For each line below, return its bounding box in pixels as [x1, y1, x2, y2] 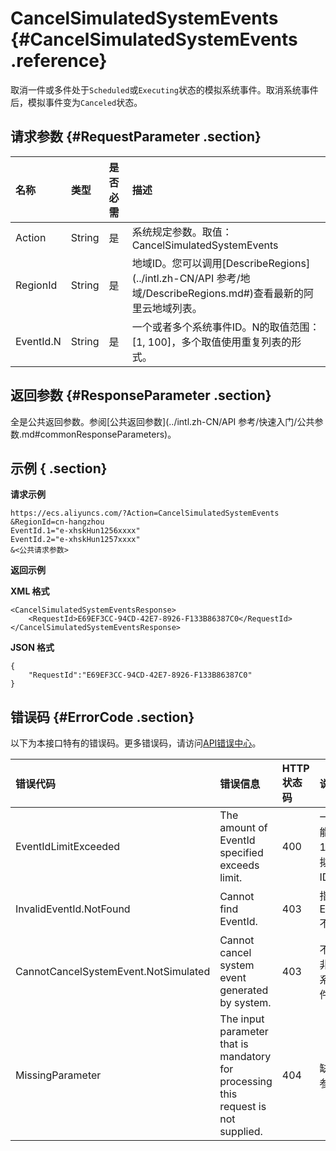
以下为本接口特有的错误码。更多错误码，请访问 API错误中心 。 [10, 737, 262, 749]
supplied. [219, 1125, 263, 1139]
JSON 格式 [10, 642, 55, 654]
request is [219, 1100, 267, 1114]
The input [219, 1012, 265, 1026]
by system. [219, 996, 272, 1010]
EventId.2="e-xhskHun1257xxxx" [10, 535, 141, 545]
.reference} [10, 50, 108, 72]
